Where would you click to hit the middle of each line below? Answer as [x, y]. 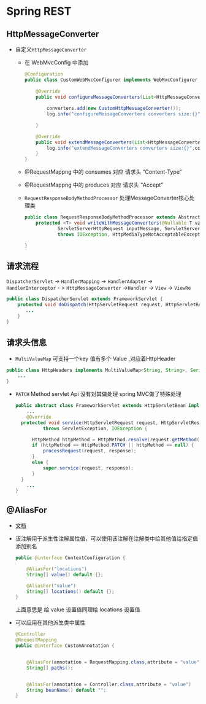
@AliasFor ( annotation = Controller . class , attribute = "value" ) [109, 684]
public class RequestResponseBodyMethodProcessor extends [100, 217]
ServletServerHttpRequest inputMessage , [110, 228]
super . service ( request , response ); [88, 468]
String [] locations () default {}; [71, 591]
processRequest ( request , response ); [90, 451]
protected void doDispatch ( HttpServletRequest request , [90, 305]
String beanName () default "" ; [67, 690]
